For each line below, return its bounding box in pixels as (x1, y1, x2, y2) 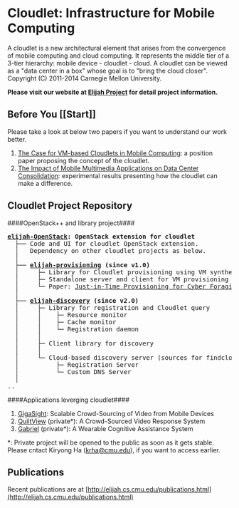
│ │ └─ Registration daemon (14, 325, 139, 333)
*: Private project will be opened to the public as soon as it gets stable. (7, 438, 215, 447)
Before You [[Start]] (7, 108, 96, 120)
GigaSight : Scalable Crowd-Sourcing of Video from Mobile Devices (17, 409, 215, 418)
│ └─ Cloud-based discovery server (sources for (14, 353, 203, 361)
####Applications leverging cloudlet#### (7, 395, 130, 404)
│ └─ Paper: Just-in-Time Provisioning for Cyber (14, 282, 206, 290)
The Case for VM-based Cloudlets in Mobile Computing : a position (17, 148, 213, 157)
